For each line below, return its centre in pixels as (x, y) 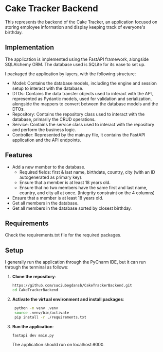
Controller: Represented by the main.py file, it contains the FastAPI (79, 134)
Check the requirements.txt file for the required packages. (63, 235)
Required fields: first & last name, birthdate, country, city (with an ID (87, 172)
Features (19, 155)
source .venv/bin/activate (42, 313)
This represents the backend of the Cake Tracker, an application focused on (81, 22)
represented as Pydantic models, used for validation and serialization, (82, 99)
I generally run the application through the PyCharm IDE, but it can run (75, 262)
